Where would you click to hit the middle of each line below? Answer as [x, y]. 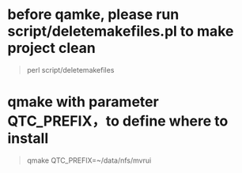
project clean [51, 48]
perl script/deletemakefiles [70, 70]
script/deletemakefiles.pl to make [121, 31]
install [28, 139]
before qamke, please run [93, 15]
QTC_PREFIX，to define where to [118, 121]
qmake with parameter [83, 102]
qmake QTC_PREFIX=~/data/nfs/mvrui [89, 160]
